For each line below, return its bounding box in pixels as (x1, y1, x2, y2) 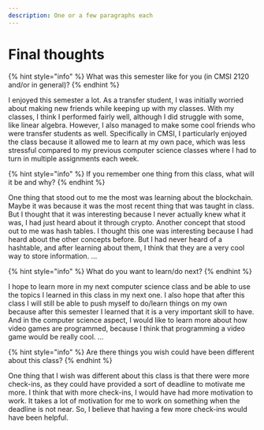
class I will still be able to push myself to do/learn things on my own (8, 298, 227, 308)
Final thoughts (8, 45, 105, 63)
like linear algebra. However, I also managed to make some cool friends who (8, 120, 256, 130)
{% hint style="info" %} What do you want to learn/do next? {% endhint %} (8, 266, 252, 276)
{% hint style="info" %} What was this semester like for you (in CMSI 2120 (8, 72, 250, 81)
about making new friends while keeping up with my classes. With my (8, 103, 235, 113)
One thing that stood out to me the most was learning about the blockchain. (8, 192, 254, 202)
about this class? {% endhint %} (8, 355, 113, 365)
